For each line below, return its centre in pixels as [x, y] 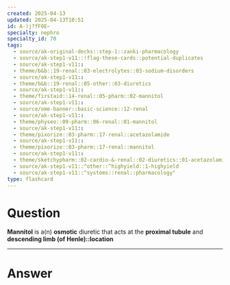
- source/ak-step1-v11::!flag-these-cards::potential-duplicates [108, 58]
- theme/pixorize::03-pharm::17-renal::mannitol [84, 147]
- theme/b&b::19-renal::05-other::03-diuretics [82, 84]
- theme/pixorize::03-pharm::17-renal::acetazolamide [91, 134]
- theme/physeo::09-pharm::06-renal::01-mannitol [85, 122]
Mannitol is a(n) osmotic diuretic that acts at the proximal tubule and [105, 232]
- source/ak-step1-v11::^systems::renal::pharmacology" [94, 173]
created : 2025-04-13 [37, 13]
